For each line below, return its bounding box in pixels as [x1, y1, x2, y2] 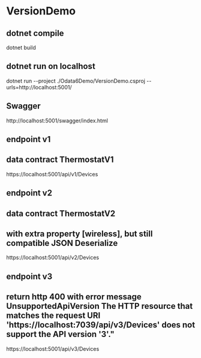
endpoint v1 [6, 134, 51, 145]
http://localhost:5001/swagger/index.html [6, 117, 108, 124]
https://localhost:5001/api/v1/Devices [6, 170, 98, 178]
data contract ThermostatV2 [6, 208, 116, 218]
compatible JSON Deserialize [6, 238, 118, 248]
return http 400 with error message [6, 292, 142, 302]
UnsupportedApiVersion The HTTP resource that [6, 301, 193, 311]
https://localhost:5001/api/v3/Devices [6, 345, 100, 352]
